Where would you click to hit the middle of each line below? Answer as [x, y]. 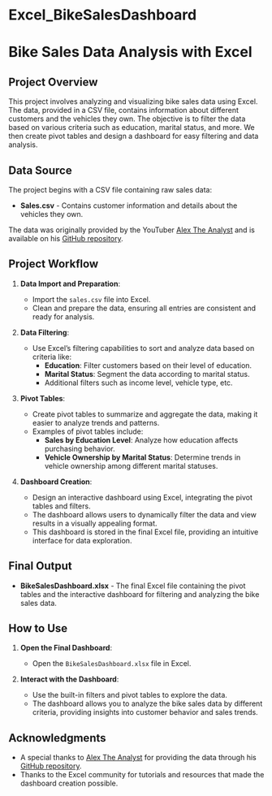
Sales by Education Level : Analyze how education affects [141, 439]
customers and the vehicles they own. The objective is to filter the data [127, 119]
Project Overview [53, 82]
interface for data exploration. [82, 540]
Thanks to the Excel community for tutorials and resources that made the [142, 775]
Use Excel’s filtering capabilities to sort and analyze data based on [143, 348]
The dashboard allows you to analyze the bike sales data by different [147, 703]
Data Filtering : [45, 332]
